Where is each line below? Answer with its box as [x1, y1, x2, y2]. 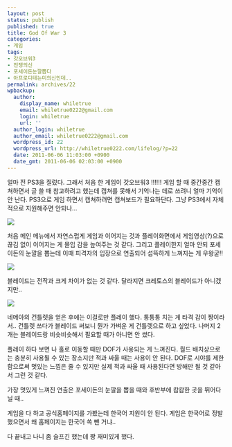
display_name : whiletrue [19, 100, 91, 107]
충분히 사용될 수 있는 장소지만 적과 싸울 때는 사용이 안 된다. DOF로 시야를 [14, 354, 211, 362]
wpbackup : [7, 87, 36, 94]
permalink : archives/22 [7, 81, 76, 88]
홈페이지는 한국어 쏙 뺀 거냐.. [38, 417, 116, 426]
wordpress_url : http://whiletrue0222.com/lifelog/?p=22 [13, 145, 178, 152]
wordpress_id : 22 [13, 139, 64, 146]
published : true [7, 23, 54, 30]
